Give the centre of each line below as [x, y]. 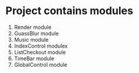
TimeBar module [34, 58]
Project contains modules [69, 11]
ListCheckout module [40, 52]
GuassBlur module [37, 33]
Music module [31, 39]
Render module [33, 27]
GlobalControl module [41, 64]
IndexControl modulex [41, 46]
